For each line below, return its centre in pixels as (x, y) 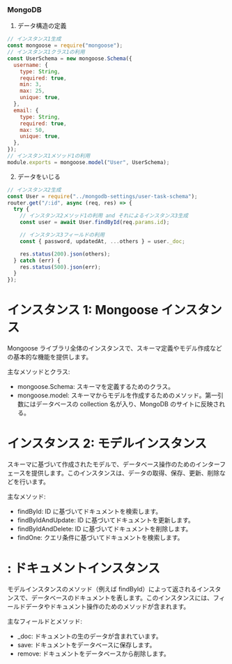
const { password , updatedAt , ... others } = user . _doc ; (103, 241)
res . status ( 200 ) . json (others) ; (65, 254)
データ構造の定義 (42, 26)
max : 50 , (32, 130)
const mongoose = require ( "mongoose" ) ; (65, 46)
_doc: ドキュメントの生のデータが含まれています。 (90, 636)
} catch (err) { (37, 260)
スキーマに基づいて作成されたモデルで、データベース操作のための (102, 464)
